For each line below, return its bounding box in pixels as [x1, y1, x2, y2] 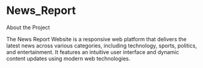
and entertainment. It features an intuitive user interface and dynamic [6, 48, 179, 55]
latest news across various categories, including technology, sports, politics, [6, 42, 198, 49]
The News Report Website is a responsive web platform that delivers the [6, 35, 187, 42]
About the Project [6, 24, 50, 31]
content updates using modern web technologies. [6, 55, 130, 62]
